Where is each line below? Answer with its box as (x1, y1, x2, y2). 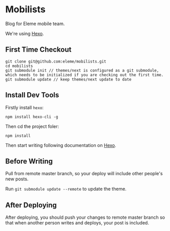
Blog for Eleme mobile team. (5, 20, 65, 27)
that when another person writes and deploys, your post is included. (5, 220, 150, 226)
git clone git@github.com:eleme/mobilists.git (5, 59, 107, 64)
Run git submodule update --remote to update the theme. (5, 186, 127, 192)
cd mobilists (5, 63, 33, 69)
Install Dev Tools (5, 91, 59, 99)
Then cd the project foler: (5, 123, 59, 129)
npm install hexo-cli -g (5, 114, 58, 119)
